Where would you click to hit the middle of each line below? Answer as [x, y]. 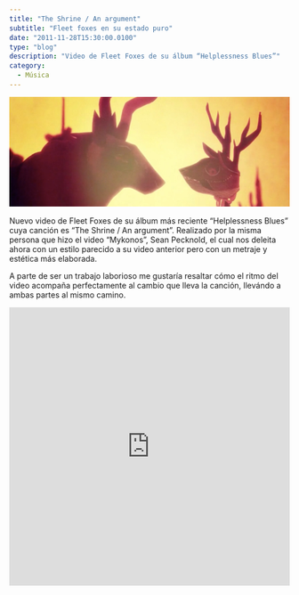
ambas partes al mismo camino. [68, 295]
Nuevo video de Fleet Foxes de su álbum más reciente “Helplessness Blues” [149, 220]
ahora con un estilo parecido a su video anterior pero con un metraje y [138, 249]
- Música [33, 76]
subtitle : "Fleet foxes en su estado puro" [91, 28]
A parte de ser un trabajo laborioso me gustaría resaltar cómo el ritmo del [144, 275]
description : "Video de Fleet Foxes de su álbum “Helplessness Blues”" [145, 57]
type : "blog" [33, 47]
